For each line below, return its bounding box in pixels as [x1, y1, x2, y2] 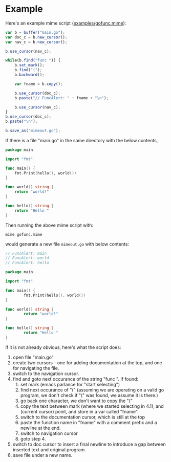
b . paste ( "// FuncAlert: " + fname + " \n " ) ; [14, 95, 109, 100]
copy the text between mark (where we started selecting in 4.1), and [20, 403, 164, 409]
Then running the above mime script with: [5, 222, 94, 228]
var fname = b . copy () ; [14, 81, 63, 86]
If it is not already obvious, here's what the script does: [5, 344, 121, 350]
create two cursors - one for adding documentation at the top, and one [12, 359, 162, 366]
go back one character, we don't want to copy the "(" [20, 398, 133, 404]
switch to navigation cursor [20, 430, 78, 436]
